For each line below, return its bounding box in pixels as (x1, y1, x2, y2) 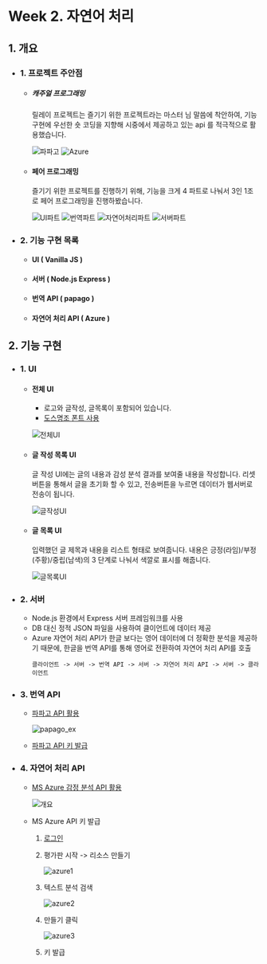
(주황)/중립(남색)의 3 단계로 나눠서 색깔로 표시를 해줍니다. (31, 554, 211, 564)
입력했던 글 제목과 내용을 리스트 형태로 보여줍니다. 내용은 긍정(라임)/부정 (31, 545, 257, 554)
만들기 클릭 (43, 915, 78, 924)
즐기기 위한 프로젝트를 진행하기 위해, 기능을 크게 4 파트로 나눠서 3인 (31, 186, 243, 195)
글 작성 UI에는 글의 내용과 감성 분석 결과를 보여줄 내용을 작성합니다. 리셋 (31, 469, 256, 479)
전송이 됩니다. (31, 489, 75, 499)
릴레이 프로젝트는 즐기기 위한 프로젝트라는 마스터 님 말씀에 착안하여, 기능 (31, 110, 257, 120)
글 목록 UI (31, 526, 62, 535)
